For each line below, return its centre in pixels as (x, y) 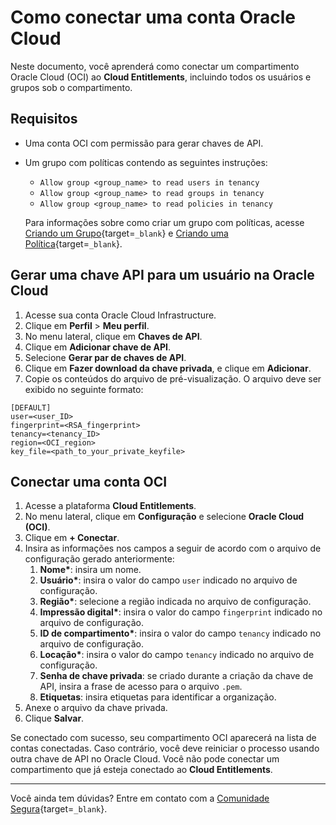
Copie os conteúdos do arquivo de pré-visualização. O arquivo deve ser (173, 378)
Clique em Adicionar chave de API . (97, 347)
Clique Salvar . (54, 718)
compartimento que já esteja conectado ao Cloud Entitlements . (141, 770)
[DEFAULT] (31, 407)
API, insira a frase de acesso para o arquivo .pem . (141, 687)
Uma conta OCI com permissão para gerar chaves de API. (144, 143)
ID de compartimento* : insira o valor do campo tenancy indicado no (180, 633)
